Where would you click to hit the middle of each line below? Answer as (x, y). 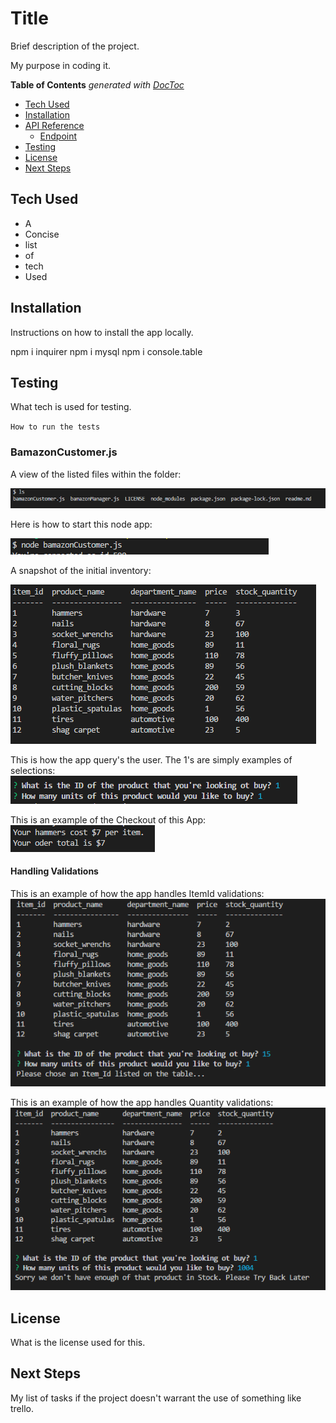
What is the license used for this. (78, 1342)
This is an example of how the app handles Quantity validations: (142, 1102)
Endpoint (58, 136)
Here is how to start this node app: (81, 524)
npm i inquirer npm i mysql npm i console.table (106, 351)
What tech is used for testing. (71, 407)
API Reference (54, 125)
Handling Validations (54, 871)
